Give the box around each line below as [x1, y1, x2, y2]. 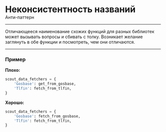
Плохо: [5, 67, 21, 73]
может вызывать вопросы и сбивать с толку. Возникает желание [5, 34, 143, 40]
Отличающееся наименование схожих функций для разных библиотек [5, 29, 155, 34]
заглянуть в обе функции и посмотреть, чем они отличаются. [5, 39, 135, 45]
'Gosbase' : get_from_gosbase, [14, 82, 77, 87]
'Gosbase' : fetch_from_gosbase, [14, 114, 81, 119]
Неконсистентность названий [5, 4, 136, 15]
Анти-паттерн [5, 14, 35, 20]
